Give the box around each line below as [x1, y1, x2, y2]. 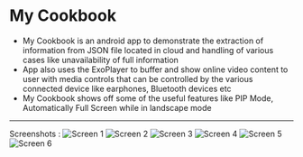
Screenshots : [9, 128, 61, 139]
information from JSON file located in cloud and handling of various [22, 44, 274, 55]
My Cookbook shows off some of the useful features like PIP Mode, [22, 92, 273, 104]
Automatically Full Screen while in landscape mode [22, 102, 212, 113]
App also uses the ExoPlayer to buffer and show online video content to [22, 64, 289, 75]
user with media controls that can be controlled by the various [22, 73, 253, 84]
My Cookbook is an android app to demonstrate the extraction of [22, 35, 264, 46]
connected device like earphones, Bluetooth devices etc [22, 83, 232, 94]
